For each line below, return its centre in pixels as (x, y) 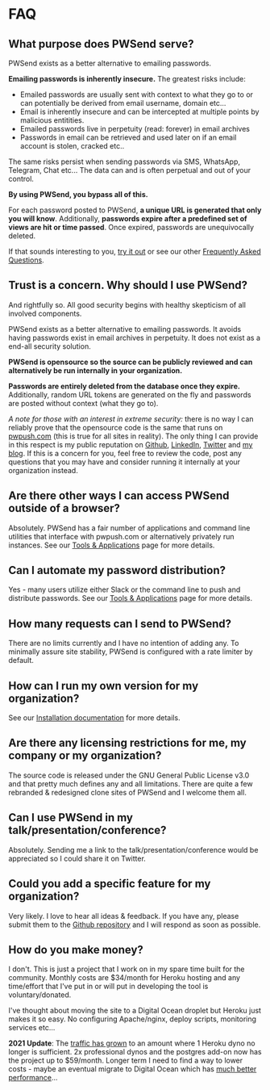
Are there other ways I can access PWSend (119, 496)
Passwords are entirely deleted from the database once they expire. (124, 386)
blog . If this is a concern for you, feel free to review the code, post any (125, 453)
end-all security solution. (50, 346)
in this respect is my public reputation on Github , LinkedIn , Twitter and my (131, 444)
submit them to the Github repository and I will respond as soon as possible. (135, 924)
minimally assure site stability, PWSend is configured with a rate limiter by (131, 652)
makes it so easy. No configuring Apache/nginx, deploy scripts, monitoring (132, 1019)
